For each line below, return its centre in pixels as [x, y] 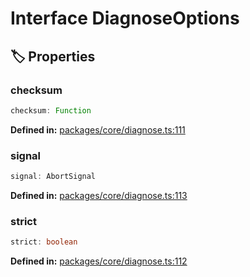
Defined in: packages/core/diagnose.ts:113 [99, 195]
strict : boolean [44, 242]
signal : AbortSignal [53, 177]
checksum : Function [51, 110]
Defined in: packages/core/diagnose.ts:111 [98, 129]
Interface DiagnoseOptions [125, 18]
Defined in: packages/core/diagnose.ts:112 [99, 261]
